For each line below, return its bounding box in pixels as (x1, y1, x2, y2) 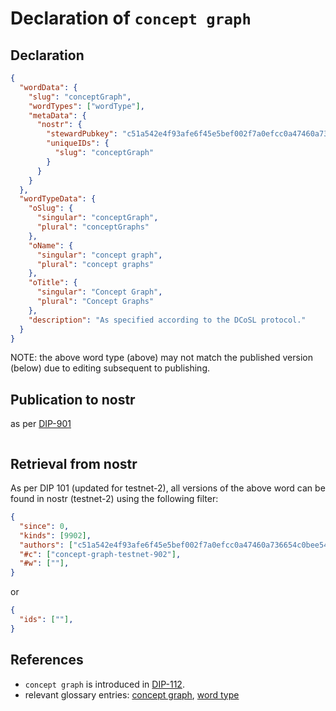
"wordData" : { (19, 82, 78, 92)
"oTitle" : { (28, 278, 78, 288)
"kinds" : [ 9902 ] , (19, 530, 92, 541)
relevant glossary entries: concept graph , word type (24, 688, 240, 701)
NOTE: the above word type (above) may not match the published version (10, 352, 313, 364)
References (10, 652, 84, 669)
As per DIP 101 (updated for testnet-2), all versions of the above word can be (10, 482, 326, 494)
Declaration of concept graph (10, 7, 252, 30)
